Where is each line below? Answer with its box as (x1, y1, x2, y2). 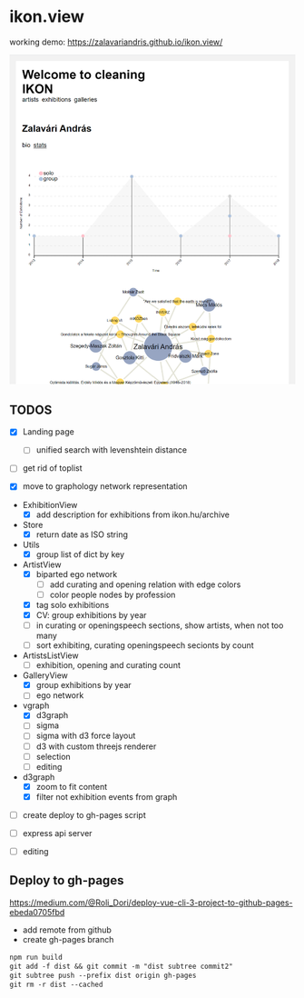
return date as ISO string (35, 529, 129, 540)
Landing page (22, 426, 74, 437)
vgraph (22, 700, 50, 711)
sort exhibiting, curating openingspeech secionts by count (35, 640, 254, 651)
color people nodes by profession (49, 589, 176, 600)
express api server (22, 827, 93, 838)
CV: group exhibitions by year (35, 609, 147, 620)
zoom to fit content (35, 781, 108, 792)
